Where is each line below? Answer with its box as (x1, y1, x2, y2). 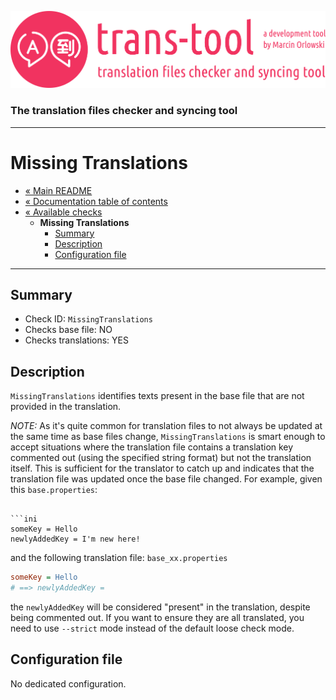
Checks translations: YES (24, 334, 129, 346)
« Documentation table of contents (24, 195, 168, 207)
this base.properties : (10, 484, 98, 496)
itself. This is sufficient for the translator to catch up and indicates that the (10, 462, 315, 475)
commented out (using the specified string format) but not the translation (10, 452, 312, 464)
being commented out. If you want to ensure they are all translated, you (10, 612, 305, 623)
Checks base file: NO (24, 324, 113, 336)
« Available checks (24, 206, 103, 218)
